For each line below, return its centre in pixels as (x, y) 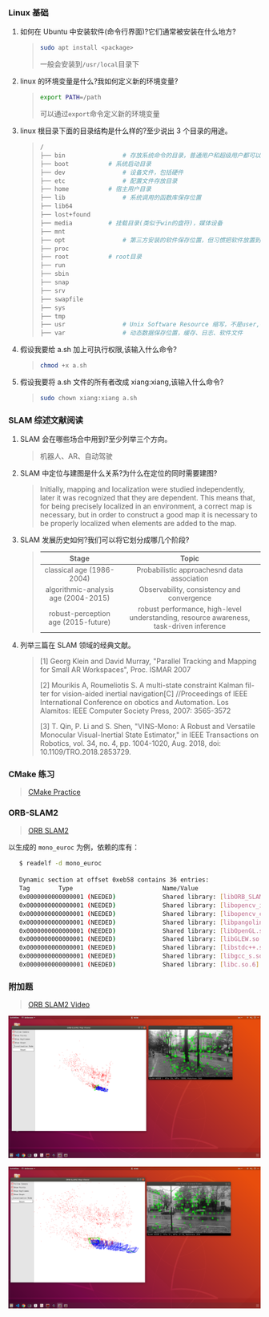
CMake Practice (54, 792)
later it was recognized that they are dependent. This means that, (147, 498)
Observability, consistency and (190, 590)
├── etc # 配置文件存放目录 (108, 181)
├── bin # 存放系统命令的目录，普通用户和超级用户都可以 (151, 155)
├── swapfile (62, 299)
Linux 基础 (29, 12)
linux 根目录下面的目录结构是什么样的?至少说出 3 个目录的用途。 (126, 131)
